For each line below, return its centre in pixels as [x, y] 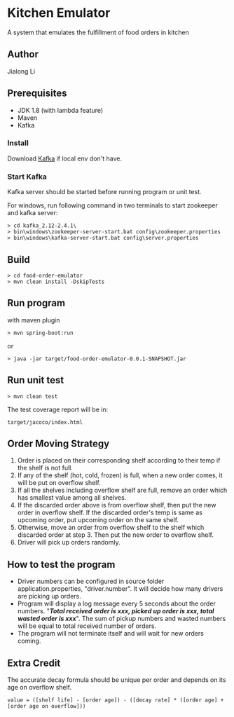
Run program [36, 303]
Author [23, 54]
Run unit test [36, 380]
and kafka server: [33, 213]
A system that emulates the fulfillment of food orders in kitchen [98, 32]
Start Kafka [27, 177]
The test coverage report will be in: [58, 409]
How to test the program [61, 565]
